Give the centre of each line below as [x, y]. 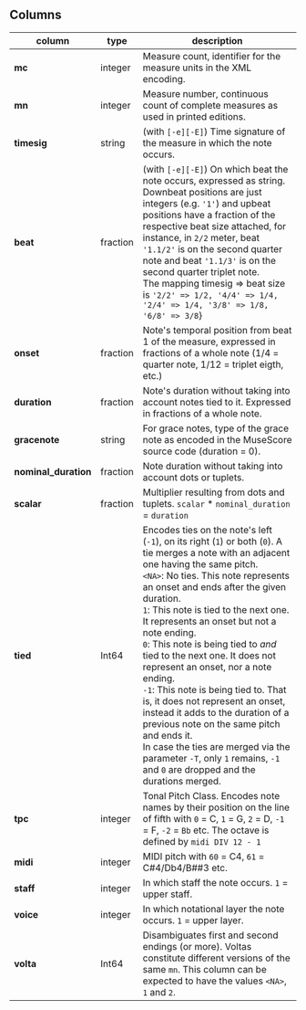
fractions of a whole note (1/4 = [211, 352]
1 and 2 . [159, 992]
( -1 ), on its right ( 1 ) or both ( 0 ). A [213, 541]
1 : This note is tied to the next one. [216, 609]
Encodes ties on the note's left [208, 530]
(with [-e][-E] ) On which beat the [215, 169]
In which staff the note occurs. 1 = [215, 882]
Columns [36, 15]
